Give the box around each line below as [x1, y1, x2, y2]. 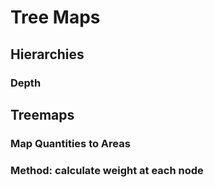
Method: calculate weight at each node [10, 163, 204, 177]
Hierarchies [10, 46, 85, 63]
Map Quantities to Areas [10, 136, 131, 150]
